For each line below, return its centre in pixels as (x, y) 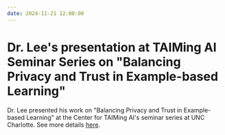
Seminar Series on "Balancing (94, 62)
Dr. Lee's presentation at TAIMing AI (112, 47)
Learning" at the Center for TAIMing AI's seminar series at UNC (116, 117)
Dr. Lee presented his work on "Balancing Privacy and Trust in (95, 110)
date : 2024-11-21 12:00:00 (46, 13)
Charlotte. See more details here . (54, 125)
